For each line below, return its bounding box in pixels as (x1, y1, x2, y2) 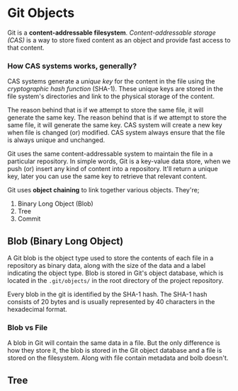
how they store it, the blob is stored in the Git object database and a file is (7, 346, 222, 355)
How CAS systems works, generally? (7, 61, 137, 71)
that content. (7, 43, 45, 52)
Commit (17, 214, 41, 223)
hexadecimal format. (7, 305, 67, 314)
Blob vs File (7, 322, 48, 332)
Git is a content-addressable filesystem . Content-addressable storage (7, 28, 216, 37)
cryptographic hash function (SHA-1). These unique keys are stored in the (7, 85, 223, 93)
